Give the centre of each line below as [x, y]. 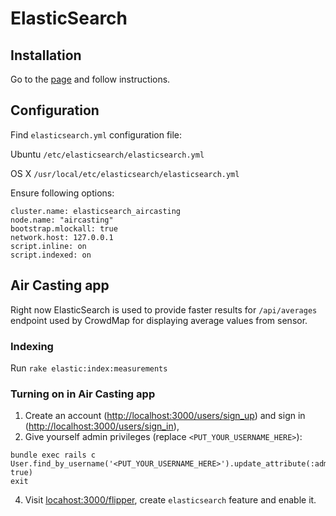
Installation [46, 55]
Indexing [32, 346]
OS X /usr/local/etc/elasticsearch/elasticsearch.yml [125, 173]
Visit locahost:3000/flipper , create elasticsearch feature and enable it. [170, 500]
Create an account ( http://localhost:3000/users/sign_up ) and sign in [165, 416]
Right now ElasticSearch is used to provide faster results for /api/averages [164, 309]
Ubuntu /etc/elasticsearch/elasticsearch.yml [107, 154]
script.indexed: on [51, 255]
